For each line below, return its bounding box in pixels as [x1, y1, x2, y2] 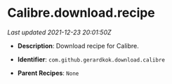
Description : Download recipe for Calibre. [17, 41, 139, 50]
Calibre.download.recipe [7, 5, 156, 21]
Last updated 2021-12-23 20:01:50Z [7, 28, 112, 36]
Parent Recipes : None [17, 69, 79, 77]
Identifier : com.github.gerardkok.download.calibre [17, 55, 165, 64]
